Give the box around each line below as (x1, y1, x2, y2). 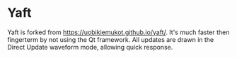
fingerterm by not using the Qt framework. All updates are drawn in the (7, 35, 214, 43)
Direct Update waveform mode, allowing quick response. (7, 43, 173, 51)
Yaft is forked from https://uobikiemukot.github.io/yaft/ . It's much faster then (7, 28, 230, 36)
